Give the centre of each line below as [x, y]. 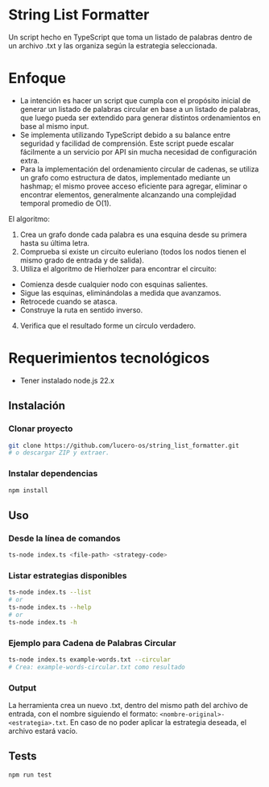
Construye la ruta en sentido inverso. [81, 310]
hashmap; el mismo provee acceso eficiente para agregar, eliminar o [134, 186]
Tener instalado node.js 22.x [67, 380]
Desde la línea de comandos [64, 538]
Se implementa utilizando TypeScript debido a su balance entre [125, 135]
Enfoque [37, 79]
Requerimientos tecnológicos [109, 358]
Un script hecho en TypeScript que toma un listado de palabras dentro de [130, 37]
